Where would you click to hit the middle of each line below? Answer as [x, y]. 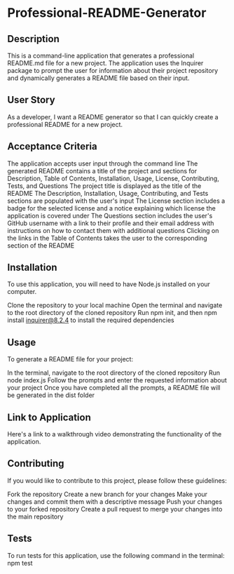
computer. [22, 292]
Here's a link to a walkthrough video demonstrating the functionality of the [115, 434]
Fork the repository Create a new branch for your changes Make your [108, 494]
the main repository [35, 516]
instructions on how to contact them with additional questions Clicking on [113, 230]
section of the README [41, 245]
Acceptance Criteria [52, 146]
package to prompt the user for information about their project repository [113, 71]
